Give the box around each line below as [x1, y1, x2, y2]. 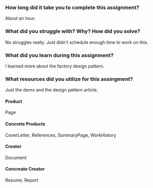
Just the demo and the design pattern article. [5, 87, 98, 93]
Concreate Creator [5, 166, 45, 172]
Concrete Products [5, 120, 45, 126]
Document [5, 154, 27, 160]
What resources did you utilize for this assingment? [5, 75, 133, 82]
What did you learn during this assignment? [5, 51, 114, 58]
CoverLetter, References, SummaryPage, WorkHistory [5, 132, 116, 138]
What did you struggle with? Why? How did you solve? [5, 28, 140, 35]
